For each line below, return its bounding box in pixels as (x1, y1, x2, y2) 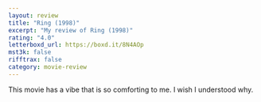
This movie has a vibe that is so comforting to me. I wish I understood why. (8, 85, 254, 94)
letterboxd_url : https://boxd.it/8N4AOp (8, 41, 145, 49)
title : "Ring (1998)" (8, 19, 80, 27)
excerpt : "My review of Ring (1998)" (8, 26, 134, 34)
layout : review (8, 11, 59, 20)
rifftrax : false (8, 56, 62, 64)
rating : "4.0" (8, 33, 56, 42)
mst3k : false (8, 48, 52, 56)
